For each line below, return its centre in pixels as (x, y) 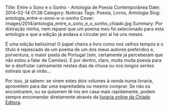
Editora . (13, 102)
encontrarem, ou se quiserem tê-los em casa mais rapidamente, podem (80, 91)
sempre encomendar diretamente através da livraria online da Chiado (78, 97)
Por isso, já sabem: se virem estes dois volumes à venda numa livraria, (79, 81)
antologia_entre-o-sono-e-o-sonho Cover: (50, 18)
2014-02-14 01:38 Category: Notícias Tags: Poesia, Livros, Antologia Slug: (83, 13)
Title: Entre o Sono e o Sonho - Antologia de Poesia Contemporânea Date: (83, 7)
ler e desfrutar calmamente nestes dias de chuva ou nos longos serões (80, 66)
